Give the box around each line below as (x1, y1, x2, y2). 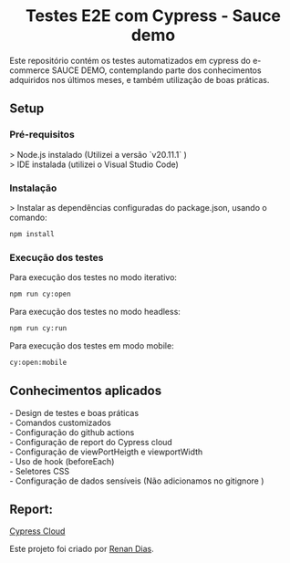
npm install (9, 229, 55, 238)
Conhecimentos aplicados (9, 383, 162, 399)
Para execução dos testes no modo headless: (9, 306, 181, 317)
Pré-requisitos (9, 129, 75, 141)
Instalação (9, 182, 57, 194)
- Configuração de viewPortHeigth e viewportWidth (9, 446, 203, 457)
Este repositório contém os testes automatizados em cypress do (9, 55, 251, 66)
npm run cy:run (9, 323, 67, 333)
